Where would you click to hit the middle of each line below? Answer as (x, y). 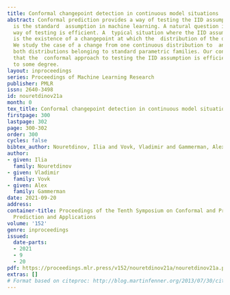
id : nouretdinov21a (35, 97)
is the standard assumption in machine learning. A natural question (116, 26)
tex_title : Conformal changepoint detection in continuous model (102, 109)
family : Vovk (32, 179)
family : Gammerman (40, 192)
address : (20, 205)
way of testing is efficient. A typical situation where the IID (110, 33)
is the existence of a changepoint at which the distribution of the (116, 39)
